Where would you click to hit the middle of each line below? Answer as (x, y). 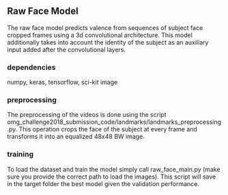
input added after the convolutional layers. (67, 49)
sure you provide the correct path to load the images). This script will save (112, 177)
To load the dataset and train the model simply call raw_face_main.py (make (114, 169)
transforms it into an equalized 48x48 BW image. (76, 137)
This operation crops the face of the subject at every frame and (108, 129)
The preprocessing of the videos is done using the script (87, 115)
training (20, 155)
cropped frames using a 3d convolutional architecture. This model (100, 35)
